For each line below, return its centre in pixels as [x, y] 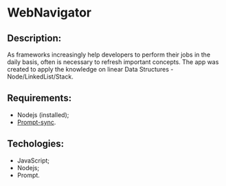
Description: [34, 38]
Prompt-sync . [36, 122]
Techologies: [36, 144]
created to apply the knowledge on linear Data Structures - [90, 69]
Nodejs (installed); [43, 114]
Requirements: [39, 98]
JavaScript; [33, 161]
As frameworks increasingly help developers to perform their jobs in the [109, 54]
